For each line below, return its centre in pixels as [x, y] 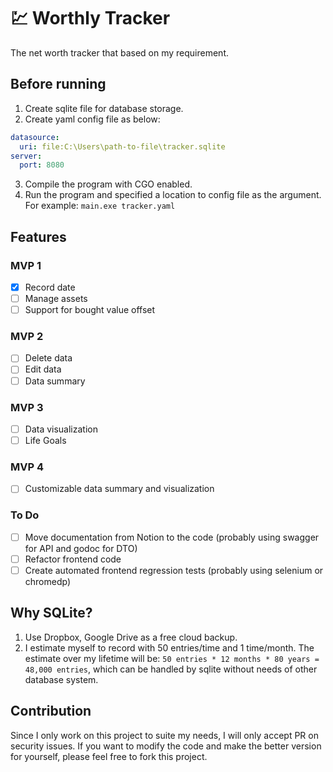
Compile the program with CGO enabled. [108, 184]
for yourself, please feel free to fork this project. [109, 756]
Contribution [51, 711]
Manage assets [56, 298]
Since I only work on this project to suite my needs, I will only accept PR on [164, 735]
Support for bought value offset [90, 310]
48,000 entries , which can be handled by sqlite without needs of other [171, 669]
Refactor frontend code [73, 559]
